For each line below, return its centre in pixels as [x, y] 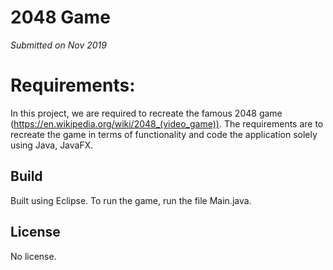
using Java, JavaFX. [52, 145]
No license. [33, 256]
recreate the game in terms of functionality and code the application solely [164, 134]
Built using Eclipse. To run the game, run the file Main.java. [131, 200]
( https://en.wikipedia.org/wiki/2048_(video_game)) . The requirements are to [167, 123]
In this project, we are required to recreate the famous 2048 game [146, 113]
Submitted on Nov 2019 [58, 45]
